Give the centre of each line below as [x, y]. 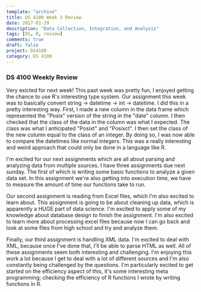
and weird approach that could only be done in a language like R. [86, 147]
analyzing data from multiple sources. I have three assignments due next [96, 165]
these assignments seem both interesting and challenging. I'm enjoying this [99, 252]
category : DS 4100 [29, 56]
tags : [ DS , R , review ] [34, 34]
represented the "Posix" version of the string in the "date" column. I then [96, 115]
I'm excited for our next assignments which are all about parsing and [91, 159]
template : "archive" [32, 12]
